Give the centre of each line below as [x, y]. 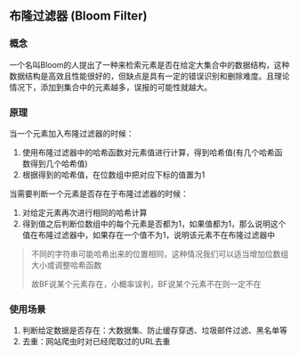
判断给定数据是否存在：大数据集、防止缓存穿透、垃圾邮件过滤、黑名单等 [154, 330]
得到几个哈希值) [59, 163]
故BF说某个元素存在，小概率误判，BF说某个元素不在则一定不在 [146, 284]
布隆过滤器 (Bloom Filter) [78, 16]
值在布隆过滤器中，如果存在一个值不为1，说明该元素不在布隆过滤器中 [149, 235]
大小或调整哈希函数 [66, 265]
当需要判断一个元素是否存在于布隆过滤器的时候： [99, 194]
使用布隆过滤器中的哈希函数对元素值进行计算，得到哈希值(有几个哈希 [148, 152]
